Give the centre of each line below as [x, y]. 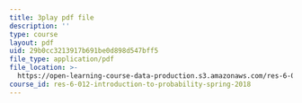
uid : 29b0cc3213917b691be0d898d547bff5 [84, 51]
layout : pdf [31, 43]
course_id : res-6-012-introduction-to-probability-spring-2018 [130, 84]
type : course [34, 34]
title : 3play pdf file [52, 17]
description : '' [40, 26]
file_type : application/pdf [62, 59]
